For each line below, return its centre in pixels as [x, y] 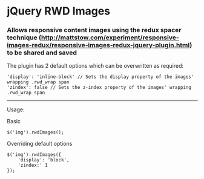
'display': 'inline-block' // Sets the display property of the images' [100, 77]
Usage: [16, 109]
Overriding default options [40, 144]
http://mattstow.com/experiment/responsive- [110, 37]
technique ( [24, 37]
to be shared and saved [42, 53]
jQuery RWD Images [59, 11]
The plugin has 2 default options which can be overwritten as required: [95, 66]
